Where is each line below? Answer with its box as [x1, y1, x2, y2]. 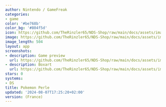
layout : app [5, 44, 30, 49]
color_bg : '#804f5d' [5, 26, 48, 31]
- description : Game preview [5, 53, 65, 58]
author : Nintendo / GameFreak [5, 7, 68, 12]
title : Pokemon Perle [5, 85, 50, 90]
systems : [5, 76, 23, 81]
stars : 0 [5, 71, 23, 76]
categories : [5, 12, 30, 17]
